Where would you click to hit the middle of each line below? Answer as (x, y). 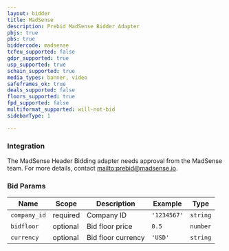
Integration (26, 146)
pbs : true (21, 39)
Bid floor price (109, 226)
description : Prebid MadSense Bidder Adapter (73, 26)
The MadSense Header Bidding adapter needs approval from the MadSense (115, 161)
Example (167, 204)
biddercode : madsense (38, 45)
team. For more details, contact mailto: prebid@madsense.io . (92, 168)
